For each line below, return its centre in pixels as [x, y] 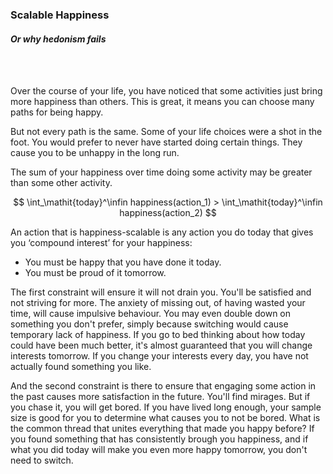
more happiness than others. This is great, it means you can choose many [162, 102]
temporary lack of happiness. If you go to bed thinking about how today [158, 335]
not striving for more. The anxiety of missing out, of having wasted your [158, 303]
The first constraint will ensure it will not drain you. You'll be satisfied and [161, 292]
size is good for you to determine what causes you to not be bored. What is [165, 418]
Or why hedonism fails [58, 39]
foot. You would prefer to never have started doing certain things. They [156, 142]
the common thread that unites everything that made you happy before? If [162, 429]
